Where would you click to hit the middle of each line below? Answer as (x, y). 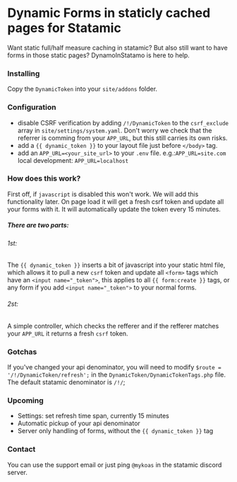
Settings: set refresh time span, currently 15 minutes (93, 416)
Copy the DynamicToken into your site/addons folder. (82, 89)
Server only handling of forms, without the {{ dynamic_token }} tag (115, 431)
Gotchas (22, 352)
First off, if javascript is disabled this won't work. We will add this (103, 194)
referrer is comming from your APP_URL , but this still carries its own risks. (122, 138)
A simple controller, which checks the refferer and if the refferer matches (113, 326)
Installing (24, 74)
